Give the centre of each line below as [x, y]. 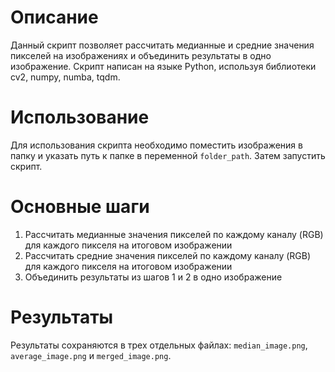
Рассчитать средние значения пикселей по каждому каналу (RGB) [168, 255]
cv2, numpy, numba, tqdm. [65, 77]
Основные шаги [80, 207]
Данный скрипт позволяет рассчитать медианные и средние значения [162, 45]
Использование [80, 117]
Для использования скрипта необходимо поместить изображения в [156, 145]
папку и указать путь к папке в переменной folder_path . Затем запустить [168, 155]
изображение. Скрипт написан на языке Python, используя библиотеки [163, 66]
